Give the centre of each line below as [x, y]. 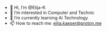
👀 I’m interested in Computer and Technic [52, 13]
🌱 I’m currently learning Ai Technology [49, 18]
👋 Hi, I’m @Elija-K [27, 8]
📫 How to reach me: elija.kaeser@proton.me [56, 23]
